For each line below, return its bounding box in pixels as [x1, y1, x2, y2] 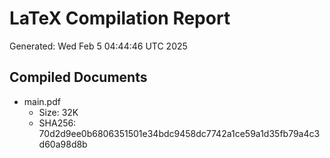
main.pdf [23, 95, 61, 107]
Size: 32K [38, 106, 79, 118]
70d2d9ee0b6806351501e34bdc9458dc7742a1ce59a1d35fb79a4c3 [38, 127, 321, 139]
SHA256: [38, 117, 77, 129]
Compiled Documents [9, 69, 148, 86]
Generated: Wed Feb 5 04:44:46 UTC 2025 [9, 40, 188, 52]
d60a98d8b [38, 138, 88, 150]
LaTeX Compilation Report [9, 7, 231, 30]
